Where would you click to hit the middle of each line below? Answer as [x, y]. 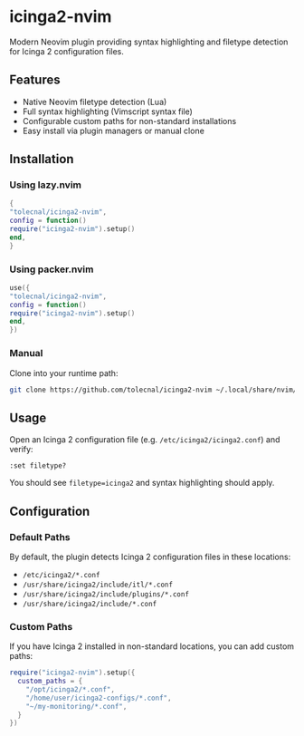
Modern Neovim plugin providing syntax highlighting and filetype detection [149, 42]
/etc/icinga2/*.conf [61, 575]
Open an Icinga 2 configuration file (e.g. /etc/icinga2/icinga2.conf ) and [145, 440]
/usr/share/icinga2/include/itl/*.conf [98, 585]
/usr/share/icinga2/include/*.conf [90, 604]
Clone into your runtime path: [64, 373]
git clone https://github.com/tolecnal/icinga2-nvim [111, 390]
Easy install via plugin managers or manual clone [114, 131]
